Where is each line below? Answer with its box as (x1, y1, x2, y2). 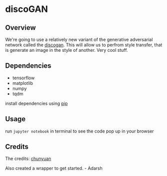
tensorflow (12, 75, 35, 81)
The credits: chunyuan (5, 156, 51, 162)
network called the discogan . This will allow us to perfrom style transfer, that (5, 42, 163, 48)
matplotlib (12, 80, 33, 86)
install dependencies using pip (5, 100, 68, 106)
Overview (5, 23, 36, 32)
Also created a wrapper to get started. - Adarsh (5, 166, 103, 172)
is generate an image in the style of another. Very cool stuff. (5, 47, 128, 53)
